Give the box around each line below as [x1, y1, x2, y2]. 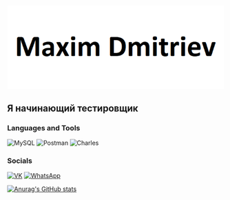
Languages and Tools [7, 123, 81, 132]
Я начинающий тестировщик [7, 102, 139, 114]
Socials [7, 156, 32, 166]
